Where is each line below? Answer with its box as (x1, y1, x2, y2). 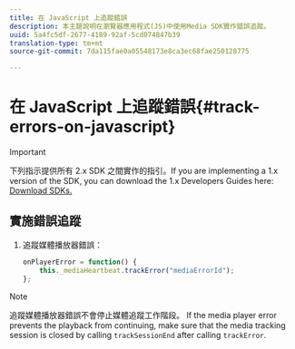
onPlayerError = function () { (22, 257, 138, 267)
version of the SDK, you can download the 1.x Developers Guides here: (9, 176, 274, 187)
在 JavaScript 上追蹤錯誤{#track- (9, 97, 261, 118)
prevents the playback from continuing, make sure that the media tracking (9, 319, 286, 331)
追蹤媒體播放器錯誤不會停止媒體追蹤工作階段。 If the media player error (9, 309, 277, 320)
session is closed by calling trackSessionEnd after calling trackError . (9, 329, 267, 340)
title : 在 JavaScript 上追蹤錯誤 (9, 13, 128, 23)
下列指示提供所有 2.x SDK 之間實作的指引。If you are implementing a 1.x (9, 165, 279, 177)
